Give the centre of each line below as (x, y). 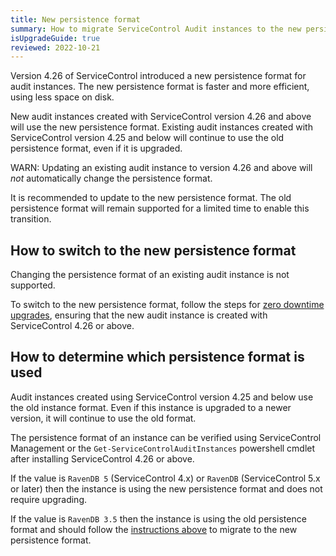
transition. (31, 219)
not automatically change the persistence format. (111, 178)
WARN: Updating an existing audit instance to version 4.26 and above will (161, 168)
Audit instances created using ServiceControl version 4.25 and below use (162, 397)
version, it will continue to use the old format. (103, 418)
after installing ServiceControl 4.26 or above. (102, 458)
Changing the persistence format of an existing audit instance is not (150, 275)
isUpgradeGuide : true (55, 38)
